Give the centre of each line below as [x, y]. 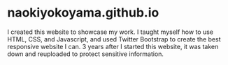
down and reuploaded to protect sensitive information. [86, 54]
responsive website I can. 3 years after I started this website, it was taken [113, 46]
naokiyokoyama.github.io [83, 13]
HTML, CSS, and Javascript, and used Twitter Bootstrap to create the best [114, 39]
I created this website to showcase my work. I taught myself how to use [111, 32]
